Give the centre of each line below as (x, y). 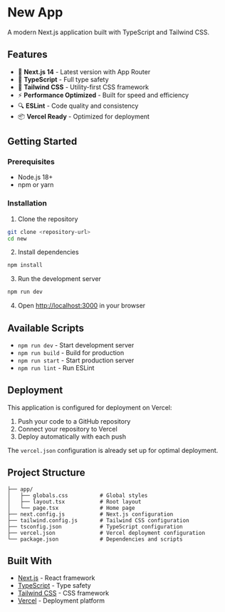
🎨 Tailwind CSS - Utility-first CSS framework (83, 87)
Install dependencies (48, 252)
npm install (25, 265)
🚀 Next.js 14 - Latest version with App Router (84, 71)
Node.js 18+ (35, 177)
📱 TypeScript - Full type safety (63, 79)
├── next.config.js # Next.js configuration (90, 514)
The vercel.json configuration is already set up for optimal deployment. (113, 450)
